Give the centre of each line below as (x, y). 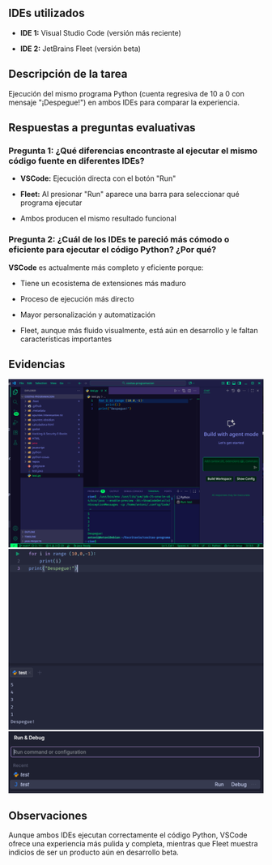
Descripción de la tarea (68, 74)
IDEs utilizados (47, 13)
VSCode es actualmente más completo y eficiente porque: (106, 268)
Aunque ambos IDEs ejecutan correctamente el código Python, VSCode (128, 835)
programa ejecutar (51, 203)
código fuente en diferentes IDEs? (76, 161)
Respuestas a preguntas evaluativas (102, 128)
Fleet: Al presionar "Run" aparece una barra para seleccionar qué (130, 195)
